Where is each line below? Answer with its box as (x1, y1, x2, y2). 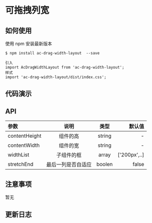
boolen (96, 161, 113, 168)
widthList (8, 151, 30, 158)
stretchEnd (8, 161, 34, 168)
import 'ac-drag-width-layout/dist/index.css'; (5, 75, 107, 80)
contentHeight (8, 132, 42, 139)
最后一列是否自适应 (46, 161, 92, 168)
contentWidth (8, 142, 40, 149)
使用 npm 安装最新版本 (5, 41, 52, 46)
